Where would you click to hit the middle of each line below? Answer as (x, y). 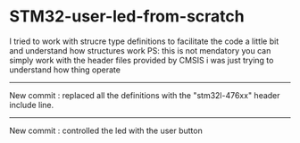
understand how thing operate (65, 70)
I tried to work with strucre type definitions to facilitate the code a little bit (144, 41)
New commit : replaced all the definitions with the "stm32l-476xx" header (145, 95)
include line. (32, 105)
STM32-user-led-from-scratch (127, 17)
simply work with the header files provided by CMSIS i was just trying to (142, 60)
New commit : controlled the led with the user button (106, 130)
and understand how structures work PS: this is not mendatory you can (140, 50)
